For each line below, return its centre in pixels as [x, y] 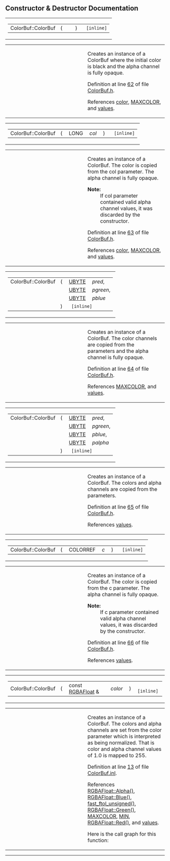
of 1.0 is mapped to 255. [117, 755]
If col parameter [119, 196]
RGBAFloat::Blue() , [110, 797]
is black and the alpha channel [124, 66]
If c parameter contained [130, 612]
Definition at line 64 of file [118, 369]
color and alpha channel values [125, 749]
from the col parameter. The [121, 171]
